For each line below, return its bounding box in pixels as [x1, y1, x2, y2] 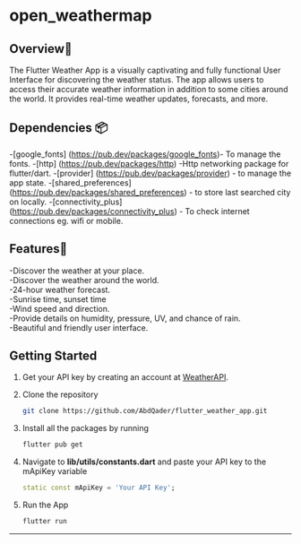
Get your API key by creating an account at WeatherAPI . [21, 372, 228, 383]
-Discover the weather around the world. [9, 274, 159, 285]
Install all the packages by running [21, 423, 150, 434]
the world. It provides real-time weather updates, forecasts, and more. [9, 93, 269, 104]
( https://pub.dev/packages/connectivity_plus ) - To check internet [9, 205, 250, 216]
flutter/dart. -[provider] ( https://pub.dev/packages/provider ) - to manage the [9, 168, 292, 178]
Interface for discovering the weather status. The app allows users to [9, 74, 264, 85]
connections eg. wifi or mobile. [9, 215, 124, 226]
